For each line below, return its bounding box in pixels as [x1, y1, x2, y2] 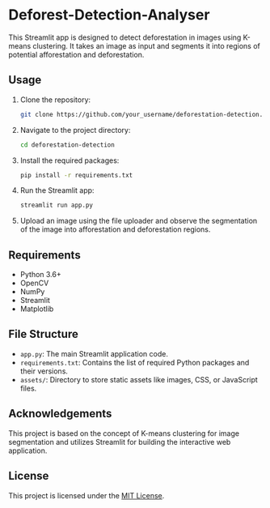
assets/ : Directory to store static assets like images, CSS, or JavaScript [19, 374, 259, 384]
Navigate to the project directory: [19, 125, 131, 134]
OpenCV [19, 278, 49, 288]
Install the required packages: [19, 156, 120, 165]
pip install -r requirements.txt [19, 171, 133, 179]
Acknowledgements [8, 407, 112, 420]
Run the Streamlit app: [19, 186, 95, 195]
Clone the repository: [19, 95, 91, 105]
